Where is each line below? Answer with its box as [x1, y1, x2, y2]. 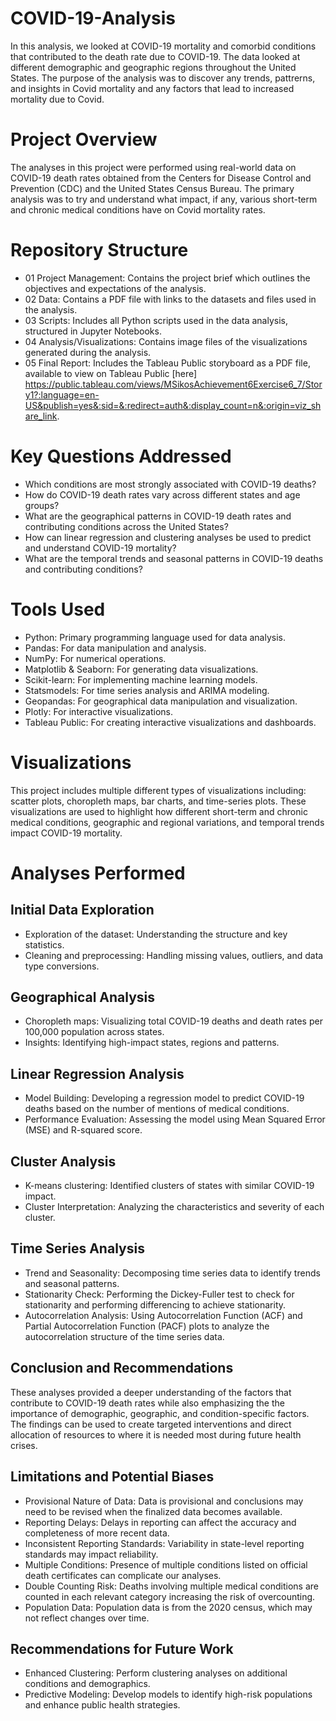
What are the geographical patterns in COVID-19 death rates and [24, 510, 292, 522]
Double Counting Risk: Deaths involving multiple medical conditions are [24, 1580, 319, 1592]
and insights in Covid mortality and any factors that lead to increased [10, 82, 295, 94]
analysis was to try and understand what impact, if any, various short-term [10, 193, 318, 205]
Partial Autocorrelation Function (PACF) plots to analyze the [24, 1320, 270, 1332]
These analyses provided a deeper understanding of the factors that [10, 1386, 292, 1398]
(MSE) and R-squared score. [24, 1124, 143, 1136]
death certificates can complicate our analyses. [24, 1569, 222, 1581]
